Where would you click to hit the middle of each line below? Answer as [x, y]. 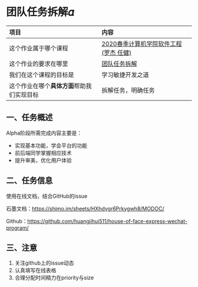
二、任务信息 [29, 181]
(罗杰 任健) [116, 53]
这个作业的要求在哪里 [39, 64]
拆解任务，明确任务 [128, 90]
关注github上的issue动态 [44, 263]
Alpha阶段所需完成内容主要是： [44, 133]
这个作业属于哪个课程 [39, 48]
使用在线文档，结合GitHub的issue [47, 196]
